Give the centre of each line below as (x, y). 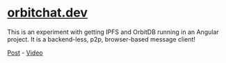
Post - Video (25, 53)
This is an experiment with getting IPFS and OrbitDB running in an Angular (113, 32)
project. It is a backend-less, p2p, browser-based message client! (102, 39)
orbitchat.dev (48, 13)
